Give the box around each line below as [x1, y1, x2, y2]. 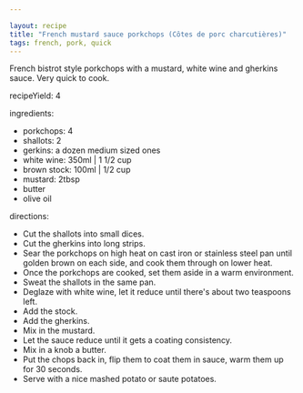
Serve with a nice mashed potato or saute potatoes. [22, 374, 217, 385]
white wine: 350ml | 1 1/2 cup [22, 155, 132, 166]
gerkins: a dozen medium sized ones [22, 145, 161, 156]
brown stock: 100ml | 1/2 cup [22, 165, 131, 176]
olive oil [22, 193, 52, 205]
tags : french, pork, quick [9, 38, 112, 47]
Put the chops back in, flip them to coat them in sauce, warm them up [22, 354, 284, 365]
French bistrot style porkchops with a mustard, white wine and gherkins [9, 63, 278, 74]
